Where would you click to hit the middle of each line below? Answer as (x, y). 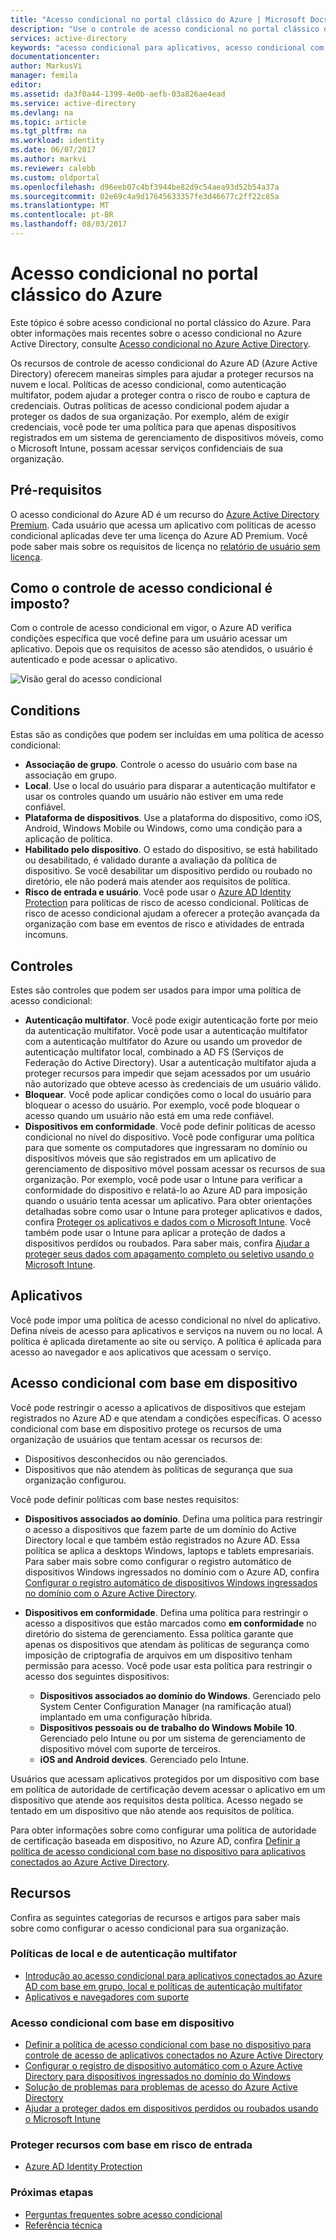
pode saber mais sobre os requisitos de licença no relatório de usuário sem (165, 546)
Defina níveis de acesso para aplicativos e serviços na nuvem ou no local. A (166, 1330)
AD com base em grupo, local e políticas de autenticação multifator (163, 1986)
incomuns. (46, 935)
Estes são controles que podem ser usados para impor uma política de (156, 990)
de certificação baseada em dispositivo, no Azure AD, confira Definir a (155, 1840)
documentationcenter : (55, 57)
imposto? (40, 604)
